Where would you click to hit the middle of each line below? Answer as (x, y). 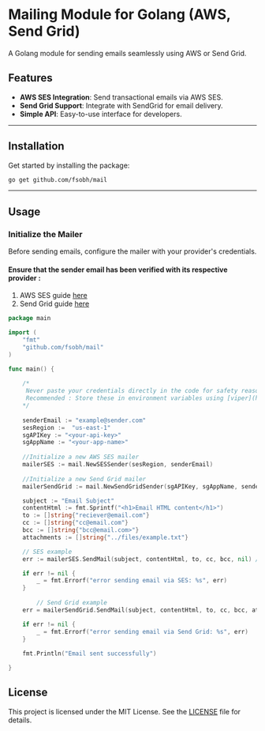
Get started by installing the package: (69, 165)
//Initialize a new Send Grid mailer (84, 479)
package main (30, 318)
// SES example (47, 552)
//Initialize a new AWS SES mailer (81, 457)
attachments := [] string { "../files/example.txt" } (106, 537)
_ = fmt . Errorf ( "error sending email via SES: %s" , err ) (132, 581)
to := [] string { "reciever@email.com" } (86, 515)
